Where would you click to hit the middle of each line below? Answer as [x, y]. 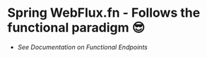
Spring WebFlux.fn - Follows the [104, 13]
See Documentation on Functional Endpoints [83, 47]
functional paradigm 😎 [76, 28]
